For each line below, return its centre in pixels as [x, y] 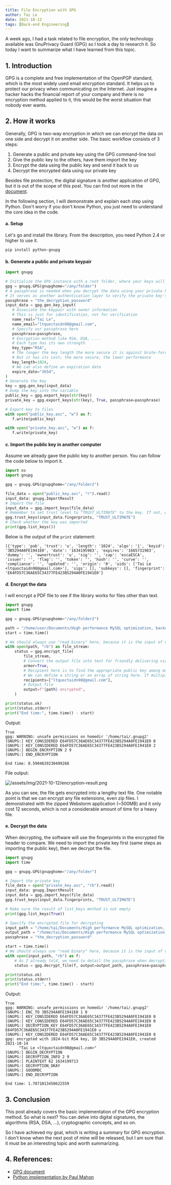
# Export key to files [29, 409]
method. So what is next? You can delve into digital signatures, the [75, 1117]
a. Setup [14, 224]
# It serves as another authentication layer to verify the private [79, 296]
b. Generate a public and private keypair [48, 262]
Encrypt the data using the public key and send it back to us [76, 165]
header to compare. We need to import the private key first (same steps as [83, 843]
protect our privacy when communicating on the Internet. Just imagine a [81, 89]
